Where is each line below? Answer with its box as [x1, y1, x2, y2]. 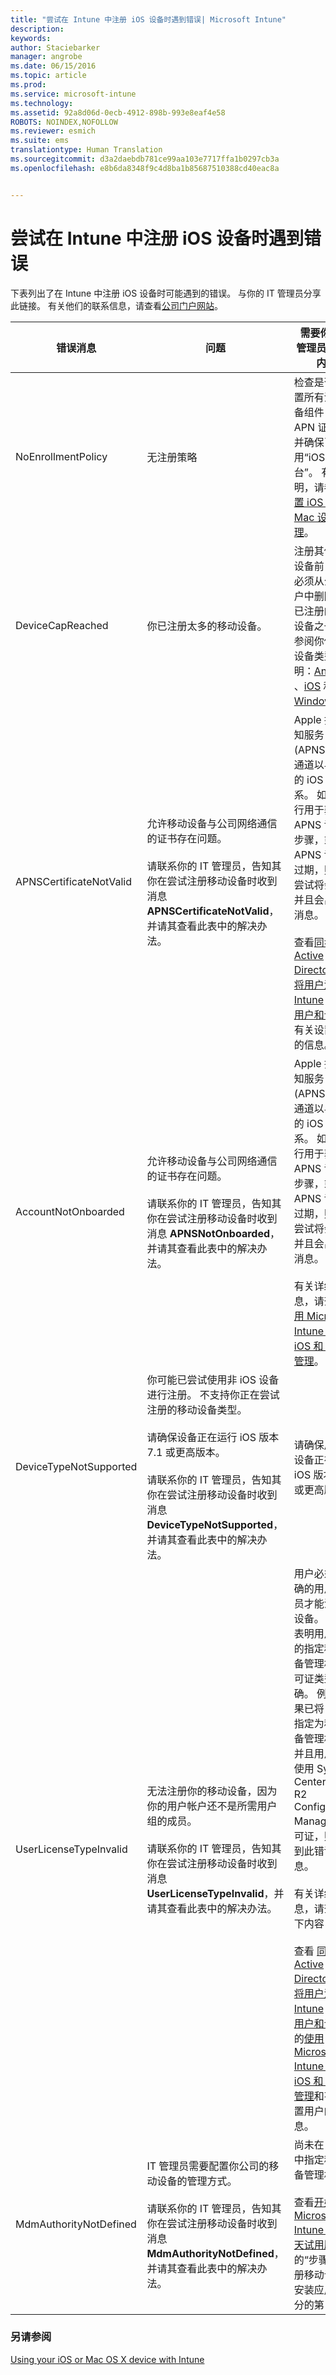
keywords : [10, 33, 52, 43]
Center [293, 1774, 327, 1788]
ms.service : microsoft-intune [10, 89, 137, 99]
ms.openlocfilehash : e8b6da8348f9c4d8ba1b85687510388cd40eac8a [10, 163, 280, 173]
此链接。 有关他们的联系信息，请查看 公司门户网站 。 [10, 299, 223, 311]
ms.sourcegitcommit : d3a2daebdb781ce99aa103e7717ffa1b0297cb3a [10, 154, 280, 164]
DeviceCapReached [15, 618, 109, 632]
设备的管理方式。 [156, 2174, 238, 2188]
